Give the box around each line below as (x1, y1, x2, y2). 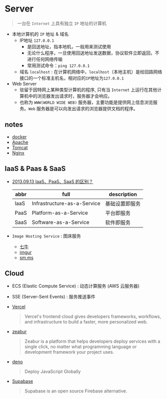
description (109, 191, 137, 198)
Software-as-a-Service (32, 218, 90, 225)
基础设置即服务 (105, 200, 141, 207)
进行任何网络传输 (27, 56, 63, 62)
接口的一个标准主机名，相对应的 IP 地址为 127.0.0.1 (19, 75, 124, 81)
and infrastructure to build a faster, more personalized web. (24, 319, 148, 325)
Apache (12, 139, 29, 145)
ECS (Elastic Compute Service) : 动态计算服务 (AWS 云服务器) (12, 283, 140, 289)
